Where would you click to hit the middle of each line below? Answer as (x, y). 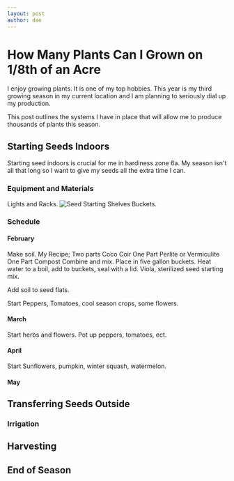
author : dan (24, 20)
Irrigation (23, 424)
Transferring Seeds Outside (69, 404)
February (21, 238)
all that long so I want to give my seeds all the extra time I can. (96, 171)
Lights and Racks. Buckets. (82, 204)
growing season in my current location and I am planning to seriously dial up (117, 96)
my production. (29, 104)
